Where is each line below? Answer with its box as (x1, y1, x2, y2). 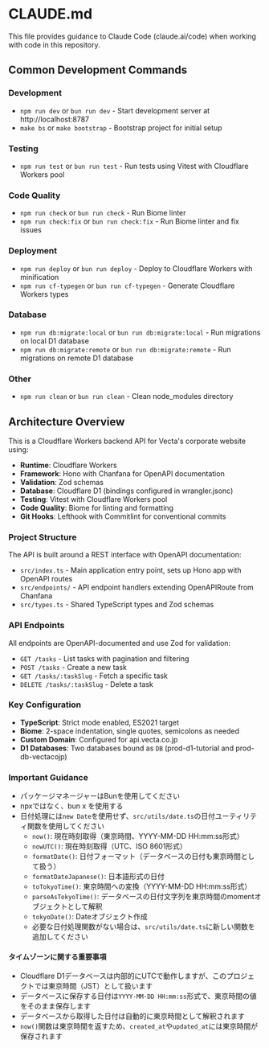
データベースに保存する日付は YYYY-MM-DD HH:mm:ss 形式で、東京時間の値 (19, 991, 257, 1001)
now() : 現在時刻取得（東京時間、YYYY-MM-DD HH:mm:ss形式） (31, 832, 244, 841)
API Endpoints (8, 620, 65, 631)
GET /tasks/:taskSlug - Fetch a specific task (19, 671, 169, 680)
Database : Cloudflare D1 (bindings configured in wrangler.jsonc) (19, 486, 234, 495)
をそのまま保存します (19, 1001, 91, 1011)
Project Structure (8, 532, 77, 543)
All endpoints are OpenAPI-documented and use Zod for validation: (8, 638, 231, 647)
